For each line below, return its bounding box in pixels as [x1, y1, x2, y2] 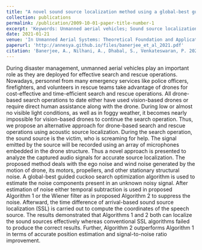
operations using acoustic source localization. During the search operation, [6, 128, 192, 135]
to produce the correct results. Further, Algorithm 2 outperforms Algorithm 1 [6, 224, 194, 231]
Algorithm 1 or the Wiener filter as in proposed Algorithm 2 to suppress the [6, 192, 191, 199]
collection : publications [6, 14, 71, 20]
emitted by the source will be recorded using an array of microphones [6, 141, 179, 148]
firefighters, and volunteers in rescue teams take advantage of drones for [6, 84, 188, 91]
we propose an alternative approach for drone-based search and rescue [6, 121, 186, 129]
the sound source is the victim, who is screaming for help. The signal [6, 135, 177, 142]
